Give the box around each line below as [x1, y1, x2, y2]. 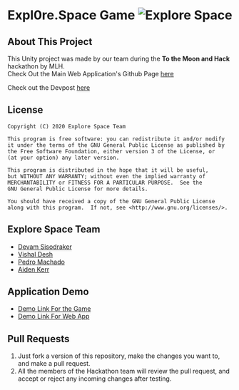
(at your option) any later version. [7, 154, 120, 161]
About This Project [7, 36, 93, 48]
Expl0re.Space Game [7, 7, 136, 24]
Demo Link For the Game [17, 304, 91, 313]
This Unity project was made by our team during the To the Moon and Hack [7, 54, 230, 63]
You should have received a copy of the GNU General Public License [7, 197, 215, 205]
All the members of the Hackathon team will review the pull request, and [17, 367, 230, 376]
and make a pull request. [17, 359, 91, 368]
